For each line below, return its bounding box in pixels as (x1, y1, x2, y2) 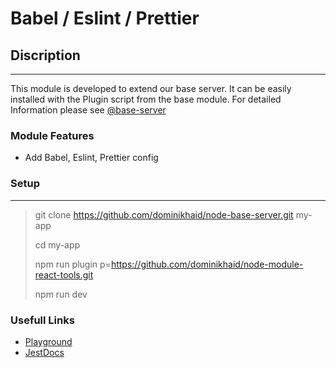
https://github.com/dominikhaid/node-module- (110, 258, 304, 270)
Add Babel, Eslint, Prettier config (24, 152, 159, 164)
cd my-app (34, 238, 81, 251)
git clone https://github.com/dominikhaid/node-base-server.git (34, 208, 294, 221)
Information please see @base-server (10, 104, 167, 116)
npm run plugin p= (34, 258, 112, 270)
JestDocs (24, 346, 65, 358)
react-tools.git (34, 268, 94, 281)
